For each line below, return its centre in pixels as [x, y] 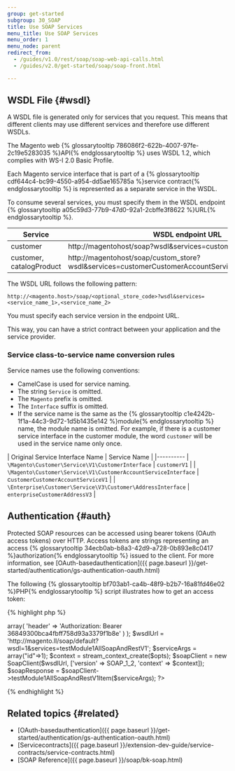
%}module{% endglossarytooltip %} [162, 421]
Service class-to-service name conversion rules [91, 355]
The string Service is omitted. [60, 391]
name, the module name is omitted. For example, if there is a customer [119, 429]
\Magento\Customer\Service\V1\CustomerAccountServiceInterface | [103, 472]
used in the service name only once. [70, 443]
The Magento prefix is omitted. [60, 398]
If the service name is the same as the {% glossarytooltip [100, 413]
